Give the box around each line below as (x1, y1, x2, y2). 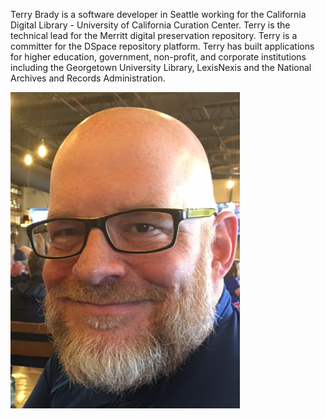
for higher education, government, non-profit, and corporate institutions (10, 51, 307, 63)
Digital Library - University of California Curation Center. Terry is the (10, 19, 291, 31)
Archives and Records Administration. (10, 72, 166, 84)
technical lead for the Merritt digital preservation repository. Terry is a (10, 30, 298, 41)
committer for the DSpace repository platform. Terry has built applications (10, 40, 315, 52)
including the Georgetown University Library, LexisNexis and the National (10, 62, 312, 73)
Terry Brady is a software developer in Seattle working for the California (10, 9, 307, 20)
